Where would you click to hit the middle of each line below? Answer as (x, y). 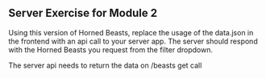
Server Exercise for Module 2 (83, 13)
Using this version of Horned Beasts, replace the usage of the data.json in (131, 32)
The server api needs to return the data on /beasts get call (105, 65)
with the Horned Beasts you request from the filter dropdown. (111, 49)
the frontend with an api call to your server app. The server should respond (133, 41)
